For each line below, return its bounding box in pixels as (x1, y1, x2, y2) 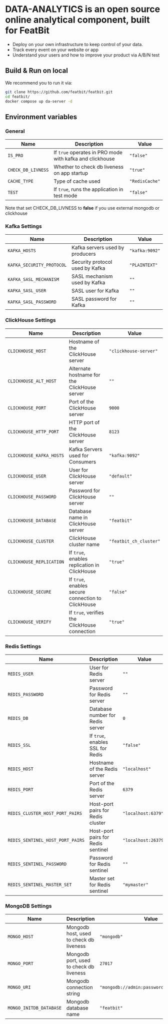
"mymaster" (122, 882, 148, 887)
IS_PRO (7, 153, 23, 159)
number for (89, 712, 116, 719)
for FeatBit (5, 25, 50, 36)
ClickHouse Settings (5, 317, 56, 324)
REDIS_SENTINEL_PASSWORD (7, 861, 67, 867)
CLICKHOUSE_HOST (7, 348, 46, 354)
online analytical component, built (5, 14, 150, 26)
